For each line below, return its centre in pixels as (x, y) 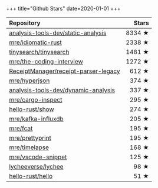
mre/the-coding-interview (46, 61)
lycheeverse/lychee (36, 167)
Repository (25, 23)
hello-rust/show (32, 109)
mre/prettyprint (30, 138)
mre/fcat (21, 128)
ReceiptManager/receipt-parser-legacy (65, 71)
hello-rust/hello (31, 176)
